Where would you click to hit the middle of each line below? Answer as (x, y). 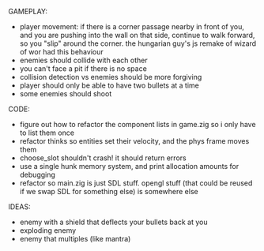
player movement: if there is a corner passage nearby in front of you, (132, 26)
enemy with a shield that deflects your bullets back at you (113, 222)
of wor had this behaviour (62, 52)
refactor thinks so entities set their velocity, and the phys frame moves (134, 141)
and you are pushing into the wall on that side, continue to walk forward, (137, 35)
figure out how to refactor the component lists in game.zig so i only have (138, 124)
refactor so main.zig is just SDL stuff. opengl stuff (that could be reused (136, 183)
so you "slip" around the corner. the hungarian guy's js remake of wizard (138, 43)
